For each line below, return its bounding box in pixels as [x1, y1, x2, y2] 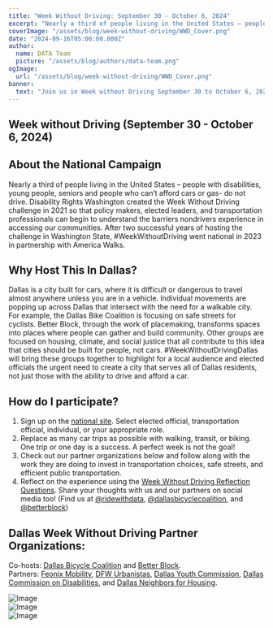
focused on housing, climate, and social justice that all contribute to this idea [8, 336, 266, 346]
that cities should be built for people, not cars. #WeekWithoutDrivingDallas [8, 345, 258, 355]
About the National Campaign [8, 158, 162, 171]
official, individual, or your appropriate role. [19, 425, 165, 435]
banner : [8, 80, 35, 88]
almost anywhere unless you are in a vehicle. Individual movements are [8, 293, 246, 303]
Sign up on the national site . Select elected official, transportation [19, 416, 240, 427]
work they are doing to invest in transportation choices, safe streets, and [19, 460, 264, 470]
